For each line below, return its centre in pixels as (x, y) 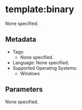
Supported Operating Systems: (45, 68)
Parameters (24, 89)
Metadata (21, 39)
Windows (30, 73)
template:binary (40, 9)
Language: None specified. (41, 63)
